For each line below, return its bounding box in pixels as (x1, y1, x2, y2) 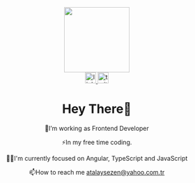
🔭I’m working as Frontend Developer (45, 124, 149, 132)
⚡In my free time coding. (61, 138, 132, 146)
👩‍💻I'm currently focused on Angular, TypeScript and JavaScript (6, 154, 188, 162)
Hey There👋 (62, 101, 132, 117)
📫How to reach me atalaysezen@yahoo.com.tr (29, 168, 165, 176)
